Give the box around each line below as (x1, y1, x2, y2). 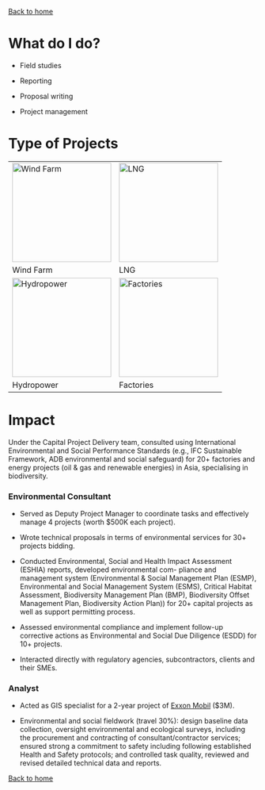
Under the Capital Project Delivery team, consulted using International (8, 437, 236, 447)
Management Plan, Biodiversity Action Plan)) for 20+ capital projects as (19, 599, 253, 608)
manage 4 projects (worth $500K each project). (19, 517, 176, 527)
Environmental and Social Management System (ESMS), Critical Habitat (19, 582, 252, 592)
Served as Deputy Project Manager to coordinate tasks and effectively (19, 509, 249, 519)
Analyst (8, 683, 40, 694)
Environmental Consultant (8, 491, 112, 502)
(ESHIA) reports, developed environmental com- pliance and (19, 565, 217, 574)
